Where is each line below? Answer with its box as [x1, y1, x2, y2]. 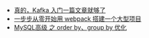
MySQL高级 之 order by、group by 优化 [13, 23, 127, 31]
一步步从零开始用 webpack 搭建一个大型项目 [13, 15, 141, 23]
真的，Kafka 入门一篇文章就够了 [13, 6, 106, 14]
